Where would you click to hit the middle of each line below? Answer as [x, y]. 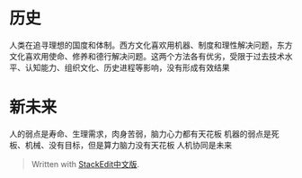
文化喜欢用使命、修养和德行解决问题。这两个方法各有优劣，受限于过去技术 [147, 56]
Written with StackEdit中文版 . [85, 164]
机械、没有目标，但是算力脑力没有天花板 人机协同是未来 [128, 145]
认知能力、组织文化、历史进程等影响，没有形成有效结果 [127, 67]
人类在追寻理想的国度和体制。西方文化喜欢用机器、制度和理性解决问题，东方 [151, 45]
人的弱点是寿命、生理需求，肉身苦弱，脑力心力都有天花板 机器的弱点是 [140, 133]
